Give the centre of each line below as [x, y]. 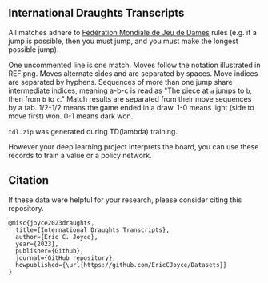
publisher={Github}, [50, 251]
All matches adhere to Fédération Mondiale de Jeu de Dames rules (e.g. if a [133, 32]
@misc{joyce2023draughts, [51, 223]
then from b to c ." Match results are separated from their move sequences [130, 98]
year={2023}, [37, 244]
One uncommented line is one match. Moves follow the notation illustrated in [134, 65]
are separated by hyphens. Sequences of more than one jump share [121, 82]
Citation [29, 180]
